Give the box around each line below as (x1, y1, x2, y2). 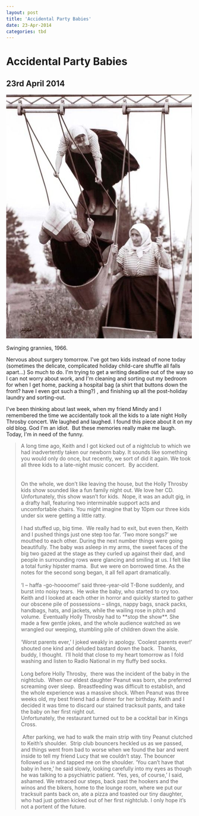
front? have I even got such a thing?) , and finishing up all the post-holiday (6, 388, 188, 395)
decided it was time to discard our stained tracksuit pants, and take (20, 702, 186, 709)
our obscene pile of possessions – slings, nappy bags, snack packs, (20, 600, 188, 608)
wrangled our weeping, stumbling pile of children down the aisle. (20, 626, 179, 633)
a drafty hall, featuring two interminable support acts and (20, 499, 160, 506)
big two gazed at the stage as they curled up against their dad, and (20, 550, 185, 557)
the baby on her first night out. (20, 708, 96, 715)
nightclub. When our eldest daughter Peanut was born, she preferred (20, 677, 191, 684)
